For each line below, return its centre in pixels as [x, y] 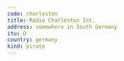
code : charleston [33, 14]
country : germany [33, 40]
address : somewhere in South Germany [62, 27]
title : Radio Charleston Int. [51, 20]
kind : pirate [26, 46]
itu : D [17, 33]
